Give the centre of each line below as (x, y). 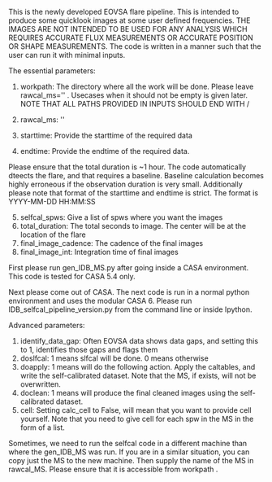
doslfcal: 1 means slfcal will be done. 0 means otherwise (114, 358)
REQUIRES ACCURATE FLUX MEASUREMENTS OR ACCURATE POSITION (131, 37)
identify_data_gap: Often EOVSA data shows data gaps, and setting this (139, 341)
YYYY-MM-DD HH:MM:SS (52, 202)
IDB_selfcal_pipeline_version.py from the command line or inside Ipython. (131, 309)
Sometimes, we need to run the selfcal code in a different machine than (128, 443)
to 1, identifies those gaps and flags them (89, 350)
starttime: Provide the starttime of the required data (106, 135)
